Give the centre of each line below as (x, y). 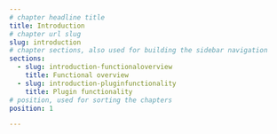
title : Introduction (47, 26)
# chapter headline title (57, 17)
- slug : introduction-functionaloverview (95, 67)
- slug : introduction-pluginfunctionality (97, 83)
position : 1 (31, 108)
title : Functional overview (77, 75)
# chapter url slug (45, 34)
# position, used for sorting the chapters (91, 100)
